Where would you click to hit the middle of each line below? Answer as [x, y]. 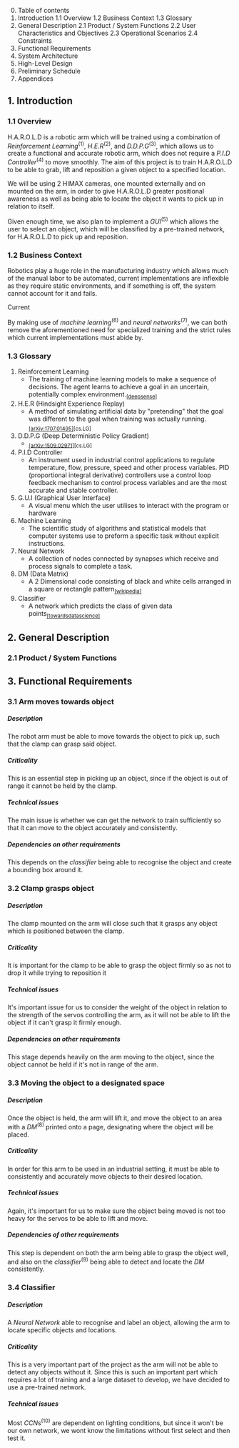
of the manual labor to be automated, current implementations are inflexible [118, 278]
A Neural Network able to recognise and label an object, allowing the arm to [119, 1323]
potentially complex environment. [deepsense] [93, 395]
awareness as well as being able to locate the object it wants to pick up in [116, 199]
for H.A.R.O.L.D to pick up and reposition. [68, 236]
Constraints [35, 41]
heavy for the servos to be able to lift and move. [78, 1218]
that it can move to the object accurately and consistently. [93, 828]
